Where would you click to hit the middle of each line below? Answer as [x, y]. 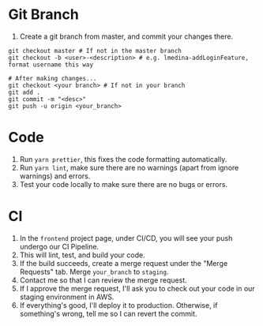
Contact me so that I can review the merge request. [103, 280]
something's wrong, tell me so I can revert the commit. [108, 313]
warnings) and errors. [55, 176]
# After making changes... [53, 78]
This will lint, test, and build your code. [82, 255]
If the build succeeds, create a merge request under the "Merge [124, 263]
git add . [24, 92]
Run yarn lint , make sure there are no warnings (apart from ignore [129, 167]
